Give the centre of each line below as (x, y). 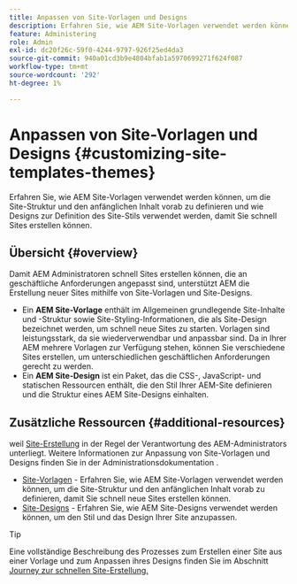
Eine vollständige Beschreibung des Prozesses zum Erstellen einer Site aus (146, 552)
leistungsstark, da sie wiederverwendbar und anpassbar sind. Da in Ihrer (154, 338)
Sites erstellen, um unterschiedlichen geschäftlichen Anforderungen (146, 357)
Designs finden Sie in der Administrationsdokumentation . (114, 463)
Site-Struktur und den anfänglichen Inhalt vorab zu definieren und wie (136, 206)
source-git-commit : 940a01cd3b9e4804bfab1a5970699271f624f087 (126, 58)
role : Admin (31, 42)
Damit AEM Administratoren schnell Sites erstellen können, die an (128, 274)
